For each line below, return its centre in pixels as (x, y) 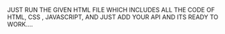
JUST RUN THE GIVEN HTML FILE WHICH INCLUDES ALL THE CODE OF (111, 10)
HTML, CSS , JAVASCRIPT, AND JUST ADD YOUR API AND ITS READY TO (113, 17)
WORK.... (20, 24)
